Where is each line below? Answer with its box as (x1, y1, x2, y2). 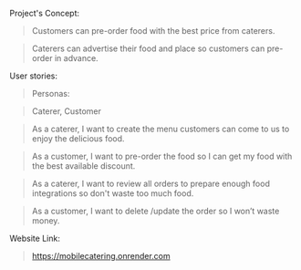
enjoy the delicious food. (31, 133, 125, 144)
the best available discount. (31, 161, 136, 171)
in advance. (54, 53, 99, 63)
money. (31, 215, 60, 226)
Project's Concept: (9, 8, 80, 18)
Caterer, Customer (31, 106, 102, 117)
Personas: (31, 88, 70, 99)
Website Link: (9, 233, 61, 244)
